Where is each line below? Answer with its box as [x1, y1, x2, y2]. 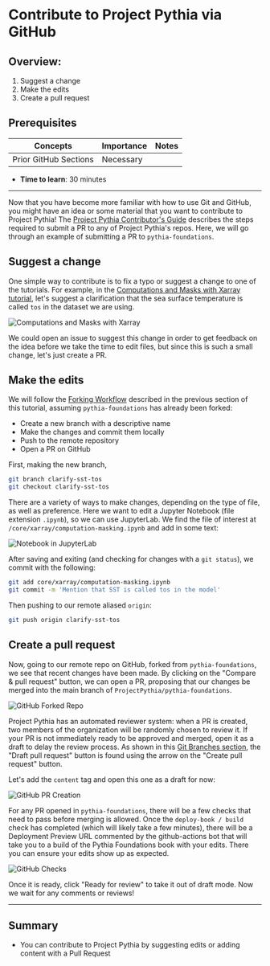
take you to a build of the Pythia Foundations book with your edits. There [8, 840, 249, 849]
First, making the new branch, [8, 460, 107, 469]
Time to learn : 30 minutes [19, 174, 107, 184]
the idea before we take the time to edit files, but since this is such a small [8, 342, 253, 351]
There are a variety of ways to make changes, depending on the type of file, [8, 497, 260, 507]
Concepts [34, 140, 72, 151]
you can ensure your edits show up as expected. [8, 848, 170, 858]
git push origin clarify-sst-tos [8, 616, 121, 624]
